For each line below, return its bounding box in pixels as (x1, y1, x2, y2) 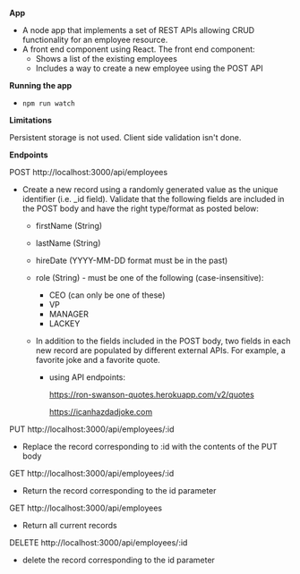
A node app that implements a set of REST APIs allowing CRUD (21, 25, 255, 35)
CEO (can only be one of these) (48, 290, 166, 300)
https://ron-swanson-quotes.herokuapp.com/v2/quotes (48, 389, 255, 400)
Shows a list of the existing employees (35, 54, 177, 63)
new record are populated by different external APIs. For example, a (35, 345, 287, 356)
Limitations (9, 115, 52, 125)
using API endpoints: (48, 372, 126, 383)
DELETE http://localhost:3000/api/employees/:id (9, 537, 188, 548)
